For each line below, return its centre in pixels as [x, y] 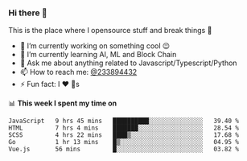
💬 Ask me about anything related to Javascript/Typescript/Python [128, 63]
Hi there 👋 [28, 13]
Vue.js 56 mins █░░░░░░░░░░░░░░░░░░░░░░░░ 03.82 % [124, 149]
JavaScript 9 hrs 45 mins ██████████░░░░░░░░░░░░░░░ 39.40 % [124, 121]
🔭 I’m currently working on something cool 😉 [95, 46]
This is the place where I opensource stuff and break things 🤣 [110, 31]
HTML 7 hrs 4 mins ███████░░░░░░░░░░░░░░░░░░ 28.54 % [124, 128]
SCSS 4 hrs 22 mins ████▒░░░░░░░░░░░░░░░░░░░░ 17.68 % [124, 135]
